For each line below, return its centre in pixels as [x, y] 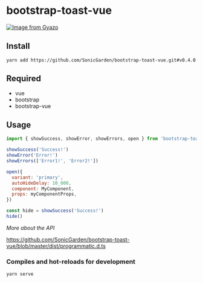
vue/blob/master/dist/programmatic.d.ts [56, 246]
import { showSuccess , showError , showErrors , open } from [82, 139]
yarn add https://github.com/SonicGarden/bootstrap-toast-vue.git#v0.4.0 [101, 60]
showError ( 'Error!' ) [32, 155]
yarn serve [20, 274]
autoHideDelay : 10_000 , [41, 183]
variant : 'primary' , [37, 177]
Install [18, 46]
